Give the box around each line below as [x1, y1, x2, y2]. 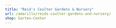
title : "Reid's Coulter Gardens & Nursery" [5, 7, 94, 12]
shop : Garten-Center [5, 16, 47, 20]
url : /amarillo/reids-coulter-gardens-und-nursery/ [5, 11, 111, 16]
